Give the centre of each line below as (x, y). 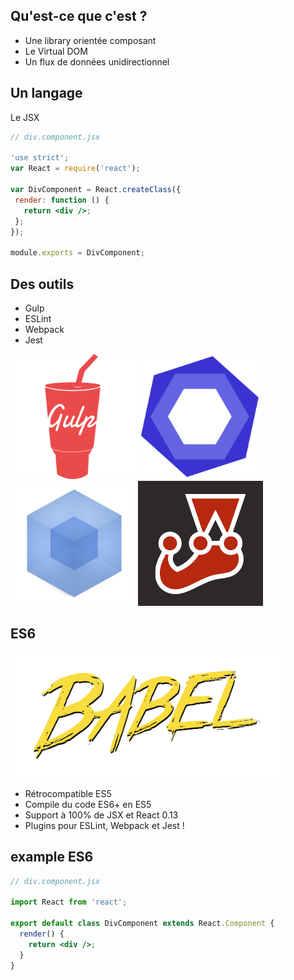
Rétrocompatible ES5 (68, 793)
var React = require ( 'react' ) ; (75, 169)
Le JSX (25, 117)
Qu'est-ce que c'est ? (79, 16)
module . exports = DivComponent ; (77, 253)
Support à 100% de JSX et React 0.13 (101, 815)
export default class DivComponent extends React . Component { (142, 924)
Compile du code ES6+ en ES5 (88, 804)
